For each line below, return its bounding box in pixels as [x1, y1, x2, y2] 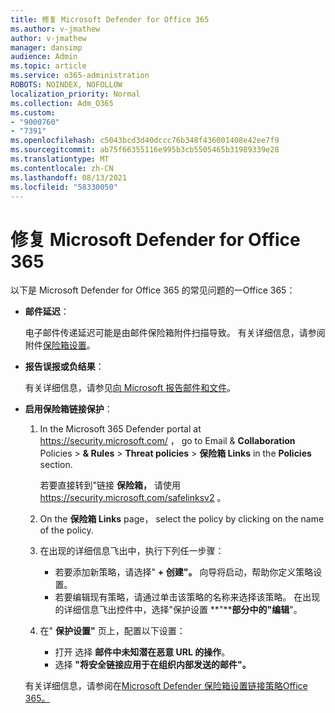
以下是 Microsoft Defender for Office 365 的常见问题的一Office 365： [10, 284, 296, 296]
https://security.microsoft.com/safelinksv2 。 [39, 492, 227, 504]
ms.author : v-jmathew [10, 24, 101, 34]
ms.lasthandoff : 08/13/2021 [10, 172, 128, 183]
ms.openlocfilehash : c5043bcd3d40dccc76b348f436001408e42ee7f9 [10, 136, 280, 146]
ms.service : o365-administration [10, 71, 150, 81]
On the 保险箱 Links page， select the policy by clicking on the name [39, 513, 325, 525]
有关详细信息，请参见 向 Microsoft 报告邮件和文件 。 [24, 382, 237, 394]
